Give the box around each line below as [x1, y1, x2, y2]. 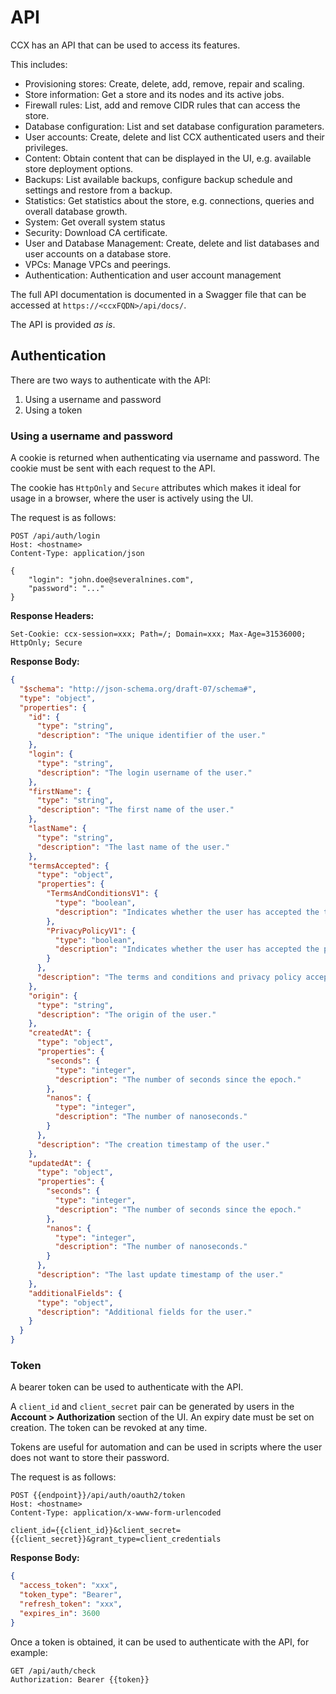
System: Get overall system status [24, 216, 166, 228]
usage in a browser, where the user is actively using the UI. [10, 492, 254, 505]
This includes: [10, 58, 68, 70]
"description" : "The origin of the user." [36, 1009, 217, 1020]
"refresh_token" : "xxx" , [19, 1599, 123, 1609]
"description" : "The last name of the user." [36, 842, 230, 852]
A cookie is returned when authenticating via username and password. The [10, 452, 320, 464]
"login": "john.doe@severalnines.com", [28, 575, 195, 585]
